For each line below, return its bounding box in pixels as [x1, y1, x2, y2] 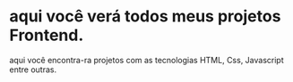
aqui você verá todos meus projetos [9, 6, 281, 27]
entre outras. [9, 64, 56, 75]
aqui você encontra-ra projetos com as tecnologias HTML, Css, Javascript [9, 54, 284, 65]
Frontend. [9, 25, 84, 45]
